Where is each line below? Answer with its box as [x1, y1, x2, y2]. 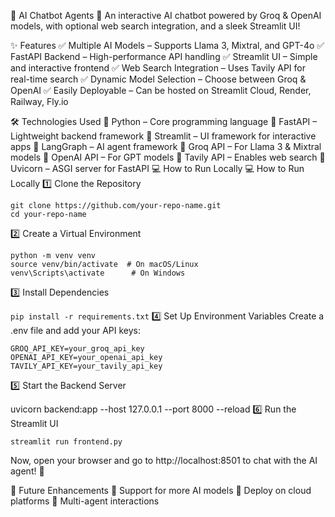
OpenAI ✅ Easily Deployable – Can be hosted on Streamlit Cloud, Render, [10, 85, 312, 96]
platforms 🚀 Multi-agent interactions [10, 495, 160, 507]
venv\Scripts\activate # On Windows [10, 268, 186, 278]
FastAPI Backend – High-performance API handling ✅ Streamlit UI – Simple [10, 51, 318, 62]
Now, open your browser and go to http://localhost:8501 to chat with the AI [10, 455, 318, 466]
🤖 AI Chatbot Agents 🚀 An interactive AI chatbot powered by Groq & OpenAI [10, 10, 322, 21]
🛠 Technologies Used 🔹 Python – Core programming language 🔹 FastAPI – [10, 116, 318, 127]
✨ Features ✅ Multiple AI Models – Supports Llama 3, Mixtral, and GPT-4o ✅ [10, 40, 325, 51]
